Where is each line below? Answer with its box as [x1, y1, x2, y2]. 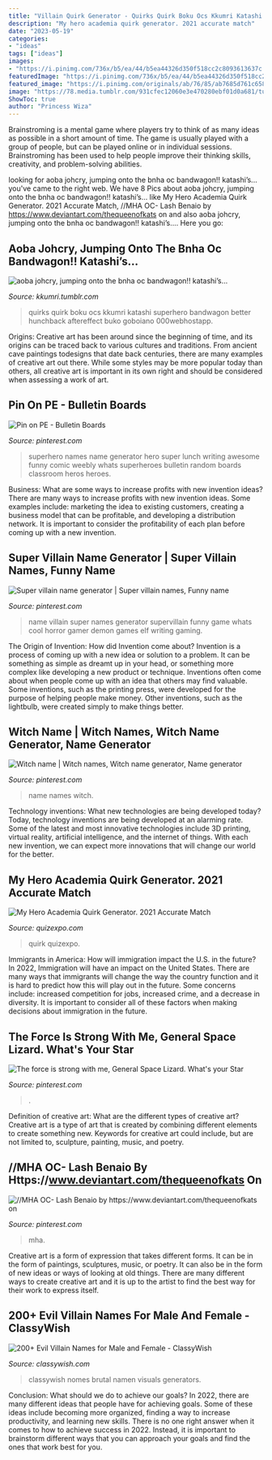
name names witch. [28, 791, 94, 801]
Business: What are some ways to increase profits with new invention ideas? [8, 484, 263, 494]
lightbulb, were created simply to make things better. [8, 702, 184, 711]
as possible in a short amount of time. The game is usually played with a [8, 133, 249, 143]
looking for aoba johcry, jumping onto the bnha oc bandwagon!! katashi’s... [8, 175, 257, 185]
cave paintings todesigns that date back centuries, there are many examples [8, 348, 263, 358]
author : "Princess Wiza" [8, 102, 92, 110]
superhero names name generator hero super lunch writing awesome [28, 451, 261, 461]
